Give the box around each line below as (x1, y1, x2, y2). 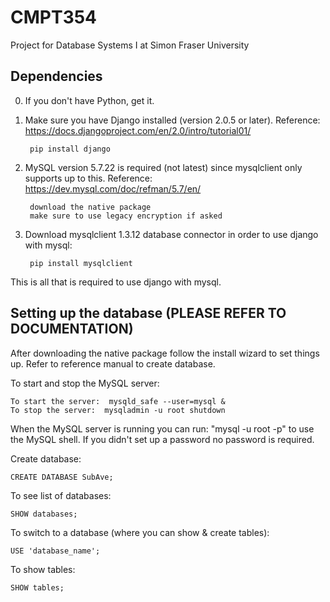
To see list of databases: (10, 489, 112, 501)
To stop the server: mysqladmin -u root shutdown (10, 405, 226, 415)
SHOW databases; (10, 509, 78, 519)
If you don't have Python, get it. (24, 94, 155, 106)
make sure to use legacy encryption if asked (29, 211, 223, 221)
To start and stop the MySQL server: (10, 377, 160, 389)
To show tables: (10, 563, 76, 575)
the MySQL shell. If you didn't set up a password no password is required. (10, 433, 315, 445)
